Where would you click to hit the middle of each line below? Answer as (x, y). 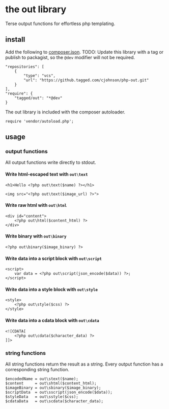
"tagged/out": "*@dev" (38, 98)
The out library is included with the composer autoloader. (65, 112)
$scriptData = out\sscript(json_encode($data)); (59, 392)
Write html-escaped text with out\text (47, 174)
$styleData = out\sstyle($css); (42, 397)
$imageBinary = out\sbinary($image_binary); (53, 388)
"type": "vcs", (40, 76)
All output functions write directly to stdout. (51, 162)
